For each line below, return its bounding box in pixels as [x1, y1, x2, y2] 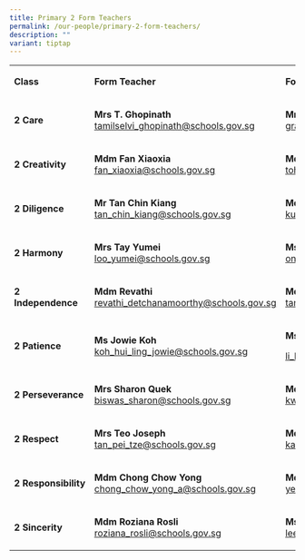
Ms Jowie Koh [93, 334, 157, 347]
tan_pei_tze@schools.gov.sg [93, 438, 216, 451]
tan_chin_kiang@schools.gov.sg [93, 208, 231, 221]
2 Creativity [14, 158, 66, 171]
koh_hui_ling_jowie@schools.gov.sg [93, 346, 248, 359]
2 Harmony [14, 247, 64, 260]
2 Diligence [14, 202, 64, 215]
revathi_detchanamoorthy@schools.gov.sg [93, 297, 277, 309]
